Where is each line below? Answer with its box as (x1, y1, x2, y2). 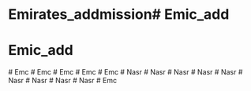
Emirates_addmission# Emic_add (8, 5, 230, 24)
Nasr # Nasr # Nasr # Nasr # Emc (8, 76, 117, 86)
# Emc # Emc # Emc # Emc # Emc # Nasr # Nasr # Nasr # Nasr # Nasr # (8, 67, 243, 77)
